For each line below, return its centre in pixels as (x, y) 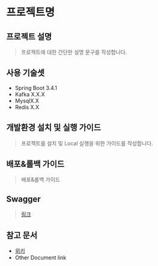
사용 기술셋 (26, 73)
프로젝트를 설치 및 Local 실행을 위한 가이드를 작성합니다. (87, 143)
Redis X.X (27, 107)
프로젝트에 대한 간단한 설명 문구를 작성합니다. (74, 52)
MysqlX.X (27, 101)
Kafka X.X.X (30, 94)
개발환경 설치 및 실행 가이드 (53, 128)
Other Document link (41, 258)
